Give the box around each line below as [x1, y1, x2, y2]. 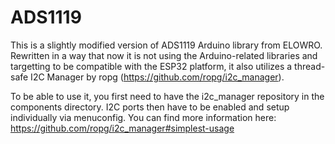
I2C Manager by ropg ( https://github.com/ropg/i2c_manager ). [30, 71, 285, 83]
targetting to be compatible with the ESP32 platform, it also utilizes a [10, 60, 293, 72]
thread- [294, 60, 326, 72]
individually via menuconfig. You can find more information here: [10, 111, 277, 123]
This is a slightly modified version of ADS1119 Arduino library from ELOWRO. [10, 39, 323, 51]
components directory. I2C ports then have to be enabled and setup [10, 101, 290, 113]
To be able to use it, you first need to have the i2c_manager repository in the [10, 90, 325, 102]
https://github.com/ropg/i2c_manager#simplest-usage [10, 122, 235, 134]
